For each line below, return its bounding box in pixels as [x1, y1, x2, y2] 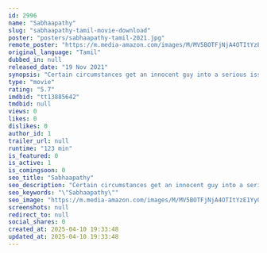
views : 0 [8, 108, 37, 116]
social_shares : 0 [8, 218, 66, 226]
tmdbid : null [8, 100, 52, 108]
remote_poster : [8, 41, 59, 49]
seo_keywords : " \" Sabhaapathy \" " [8, 188, 119, 197]
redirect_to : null [8, 211, 69, 219]
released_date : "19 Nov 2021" [8, 63, 109, 71]
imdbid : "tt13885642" [8, 93, 80, 101]
